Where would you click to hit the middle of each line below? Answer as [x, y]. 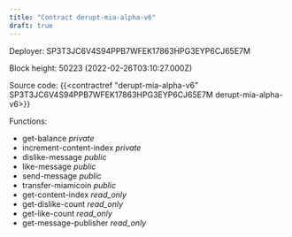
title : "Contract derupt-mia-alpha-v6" [83, 17]
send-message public [61, 176]
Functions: [28, 121]
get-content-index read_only [74, 195]
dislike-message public [64, 157]
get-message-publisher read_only [84, 223]
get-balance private [58, 138]
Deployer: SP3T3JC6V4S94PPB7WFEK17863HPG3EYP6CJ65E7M [130, 50]
